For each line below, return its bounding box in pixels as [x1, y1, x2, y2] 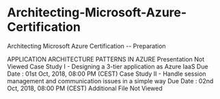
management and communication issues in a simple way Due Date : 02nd [7, 76, 214, 85]
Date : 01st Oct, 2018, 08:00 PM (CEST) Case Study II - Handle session [7, 70, 206, 78]
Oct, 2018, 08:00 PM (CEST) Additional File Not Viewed [7, 84, 163, 92]
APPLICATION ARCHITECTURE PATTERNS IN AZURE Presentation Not [7, 55, 205, 63]
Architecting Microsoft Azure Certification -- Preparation [7, 42, 166, 50]
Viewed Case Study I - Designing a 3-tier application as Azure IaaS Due [7, 62, 208, 70]
